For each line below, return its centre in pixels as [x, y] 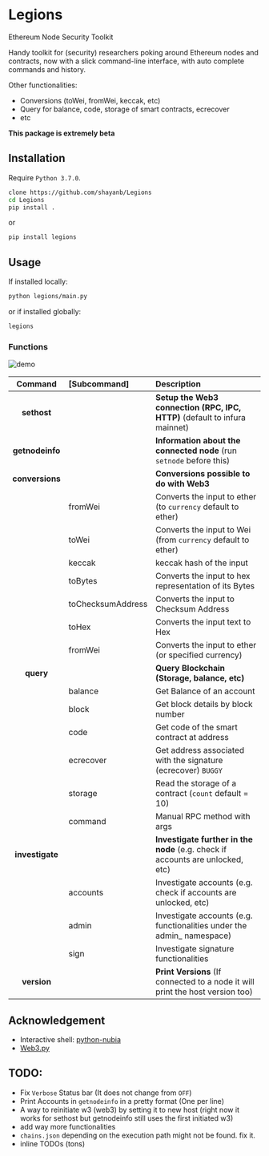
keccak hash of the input [201, 563]
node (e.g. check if [191, 850]
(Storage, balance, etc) [200, 678]
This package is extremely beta [62, 133]
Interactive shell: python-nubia [70, 1039]
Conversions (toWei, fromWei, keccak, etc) [90, 100]
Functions [28, 346]
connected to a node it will [205, 982]
